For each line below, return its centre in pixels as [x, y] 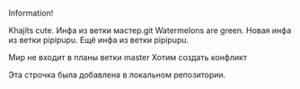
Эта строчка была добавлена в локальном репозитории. [117, 75]
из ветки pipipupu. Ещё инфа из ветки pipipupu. [99, 40]
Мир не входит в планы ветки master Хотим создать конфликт [128, 57]
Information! [31, 13]
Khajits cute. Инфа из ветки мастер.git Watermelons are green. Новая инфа [150, 30]
